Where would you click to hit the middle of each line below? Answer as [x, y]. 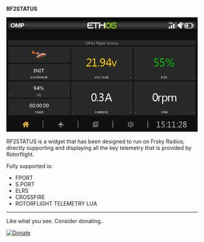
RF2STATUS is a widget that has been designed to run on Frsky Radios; [96, 141]
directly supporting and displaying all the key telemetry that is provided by [99, 148]
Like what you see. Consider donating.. [55, 221]
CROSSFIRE [30, 197]
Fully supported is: [29, 166]
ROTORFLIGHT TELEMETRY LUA [56, 204]
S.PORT [25, 184]
